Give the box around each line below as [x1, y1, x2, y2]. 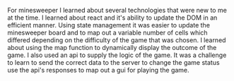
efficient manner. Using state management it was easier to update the [7, 21, 211, 29]
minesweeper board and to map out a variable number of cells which [7, 28, 208, 37]
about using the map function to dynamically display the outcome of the [7, 44, 217, 51]
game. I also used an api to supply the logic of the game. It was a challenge [7, 51, 227, 59]
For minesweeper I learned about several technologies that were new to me [7, 6, 228, 14]
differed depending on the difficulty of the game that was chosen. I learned [7, 36, 226, 44]
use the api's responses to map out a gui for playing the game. [7, 66, 189, 74]
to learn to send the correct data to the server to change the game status [7, 58, 221, 66]
